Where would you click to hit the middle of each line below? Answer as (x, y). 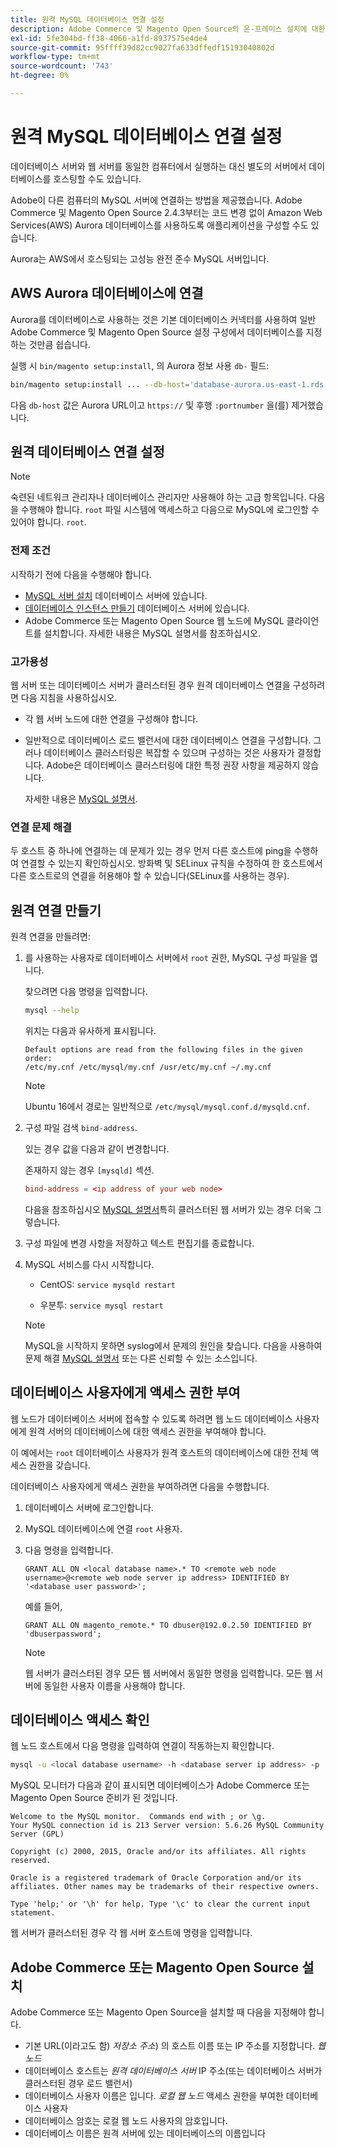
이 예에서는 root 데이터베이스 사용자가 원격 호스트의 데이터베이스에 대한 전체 (159, 1452)
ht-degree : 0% (40, 76)
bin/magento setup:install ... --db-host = (100, 384)
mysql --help (52, 1011)
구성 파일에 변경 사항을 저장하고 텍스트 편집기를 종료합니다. (139, 1243)
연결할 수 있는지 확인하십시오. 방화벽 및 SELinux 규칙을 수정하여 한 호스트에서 (171, 863)
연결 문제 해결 (41, 827)
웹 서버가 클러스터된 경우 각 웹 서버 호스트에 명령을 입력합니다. (131, 1933)
